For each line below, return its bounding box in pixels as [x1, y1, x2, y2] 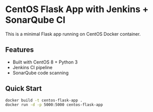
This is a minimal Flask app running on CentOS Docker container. [5, 31, 141, 37]
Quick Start [5, 84, 42, 93]
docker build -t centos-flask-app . [5, 97, 83, 103]
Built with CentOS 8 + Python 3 [12, 59, 78, 65]
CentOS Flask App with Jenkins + [5, 4, 149, 15]
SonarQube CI [5, 14, 66, 26]
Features [5, 45, 34, 54]
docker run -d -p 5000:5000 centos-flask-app [5, 102, 103, 107]
